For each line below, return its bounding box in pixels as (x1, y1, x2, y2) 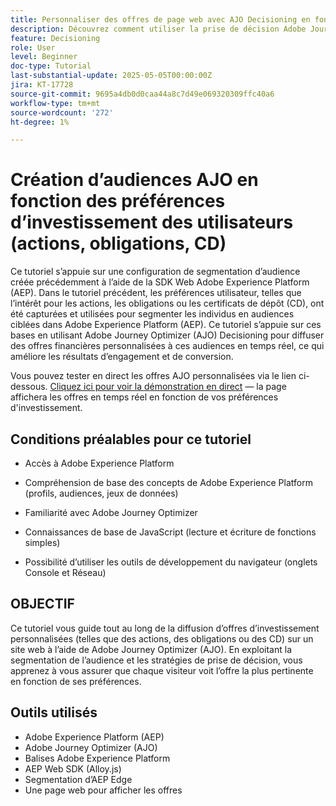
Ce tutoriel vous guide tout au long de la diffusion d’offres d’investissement (10, 622, 320, 634)
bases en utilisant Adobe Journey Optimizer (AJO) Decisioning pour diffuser (10, 329, 325, 341)
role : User (10, 42, 56, 53)
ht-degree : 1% (10, 117, 70, 127)
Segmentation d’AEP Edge (24, 773, 133, 785)
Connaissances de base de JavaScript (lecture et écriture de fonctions (24, 526, 317, 538)
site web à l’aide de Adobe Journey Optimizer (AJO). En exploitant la (10, 643, 293, 655)
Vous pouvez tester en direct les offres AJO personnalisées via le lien (10, 370, 297, 382)
